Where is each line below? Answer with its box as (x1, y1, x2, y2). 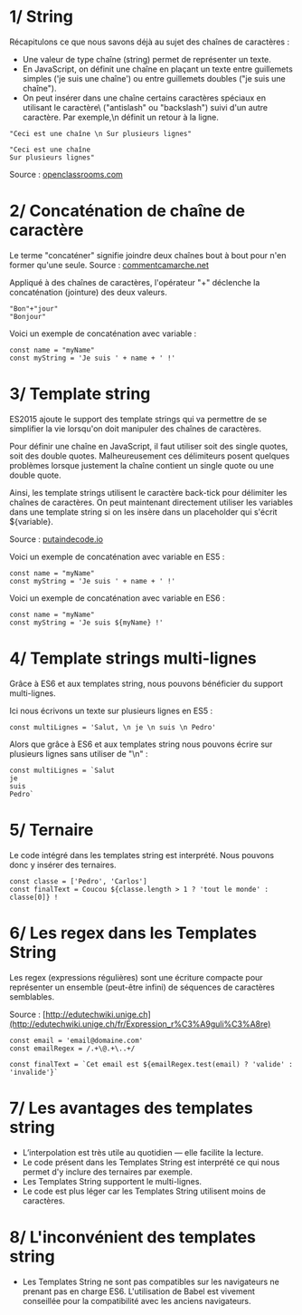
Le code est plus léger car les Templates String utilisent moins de (22, 1185, 267, 1196)
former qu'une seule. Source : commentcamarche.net (9, 259, 210, 270)
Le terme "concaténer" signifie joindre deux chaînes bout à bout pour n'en (9, 249, 287, 260)
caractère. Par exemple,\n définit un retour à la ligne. (22, 111, 220, 122)
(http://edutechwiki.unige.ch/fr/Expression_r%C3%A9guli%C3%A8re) (9, 1018, 271, 1030)
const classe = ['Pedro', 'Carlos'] (9, 876, 147, 885)
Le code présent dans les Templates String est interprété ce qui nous (22, 1156, 280, 1167)
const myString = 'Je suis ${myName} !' (9, 618, 165, 627)
